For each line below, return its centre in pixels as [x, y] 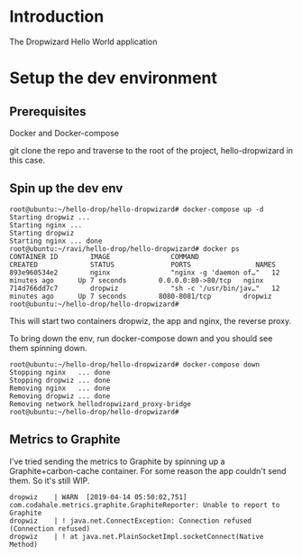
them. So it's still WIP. [50, 480]
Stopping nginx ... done [60, 372]
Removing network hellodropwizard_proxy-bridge [101, 404]
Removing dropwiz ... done [60, 396]
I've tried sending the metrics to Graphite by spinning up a [117, 461]
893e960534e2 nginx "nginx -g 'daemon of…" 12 [145, 273]
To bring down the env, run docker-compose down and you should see [141, 338]
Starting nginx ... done [56, 241]
